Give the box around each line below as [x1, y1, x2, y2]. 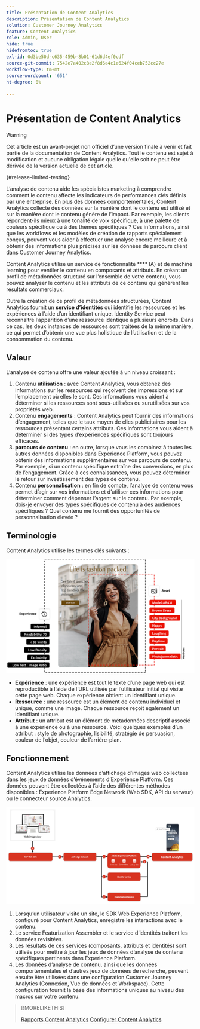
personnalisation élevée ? [14, 513, 78, 520]
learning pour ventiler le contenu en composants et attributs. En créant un [6, 267, 188, 274]
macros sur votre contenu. [14, 993, 81, 1000]
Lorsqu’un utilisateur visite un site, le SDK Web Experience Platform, [14, 910, 183, 917]
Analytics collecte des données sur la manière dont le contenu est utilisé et [6, 204, 191, 212]
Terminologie [6, 531, 57, 541]
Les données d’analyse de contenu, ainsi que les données [14, 961, 158, 968]
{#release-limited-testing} [6, 174, 70, 181]
